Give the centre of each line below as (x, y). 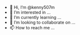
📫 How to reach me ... (32, 28)
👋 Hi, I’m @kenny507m (32, 7)
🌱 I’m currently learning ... (35, 17)
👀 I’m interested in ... (30, 12)
